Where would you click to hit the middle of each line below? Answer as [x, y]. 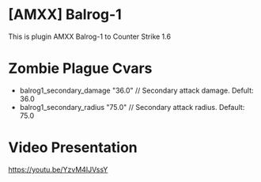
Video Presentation [73, 148]
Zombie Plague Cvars [80, 68]
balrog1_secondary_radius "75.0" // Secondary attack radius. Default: [132, 107]
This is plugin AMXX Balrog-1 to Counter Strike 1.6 [90, 36]
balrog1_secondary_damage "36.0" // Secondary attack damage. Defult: [137, 90]
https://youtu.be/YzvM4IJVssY [58, 169]
